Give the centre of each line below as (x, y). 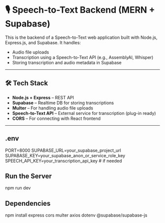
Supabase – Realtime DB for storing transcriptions (63, 103)
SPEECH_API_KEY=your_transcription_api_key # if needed (64, 161)
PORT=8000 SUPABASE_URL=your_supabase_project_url (63, 150)
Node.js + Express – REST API (43, 97)
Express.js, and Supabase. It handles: (43, 42)
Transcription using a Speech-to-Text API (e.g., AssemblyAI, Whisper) (83, 57)
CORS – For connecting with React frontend (56, 118)
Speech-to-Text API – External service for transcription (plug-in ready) (84, 113)
